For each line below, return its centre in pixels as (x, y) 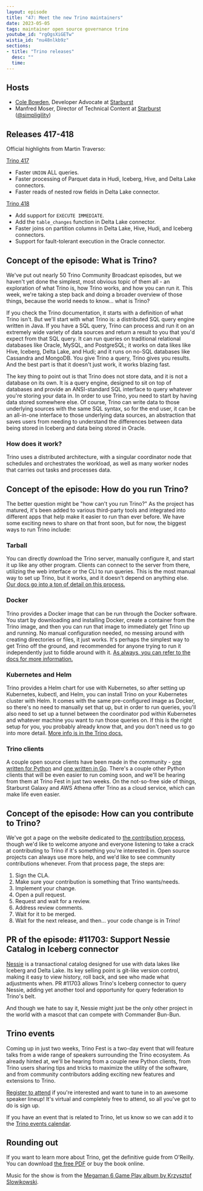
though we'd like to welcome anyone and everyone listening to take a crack (100, 844)
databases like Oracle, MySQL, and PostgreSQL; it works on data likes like (98, 345)
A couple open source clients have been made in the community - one (94, 762)
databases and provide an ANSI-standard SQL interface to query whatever (99, 389)
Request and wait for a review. (53, 901)
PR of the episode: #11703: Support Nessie (88, 940)
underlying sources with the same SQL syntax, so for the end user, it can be (101, 408)
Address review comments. (49, 908)
